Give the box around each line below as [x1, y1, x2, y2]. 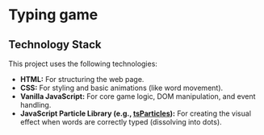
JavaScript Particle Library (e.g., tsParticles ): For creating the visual [19, 108, 252, 118]
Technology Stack [8, 38, 102, 51]
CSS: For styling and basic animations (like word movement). [19, 83, 224, 92]
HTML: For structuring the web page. [19, 75, 145, 84]
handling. [19, 100, 52, 109]
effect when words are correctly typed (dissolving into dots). [19, 117, 222, 126]
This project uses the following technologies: [8, 59, 157, 68]
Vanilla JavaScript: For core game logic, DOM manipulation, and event [19, 92, 256, 101]
